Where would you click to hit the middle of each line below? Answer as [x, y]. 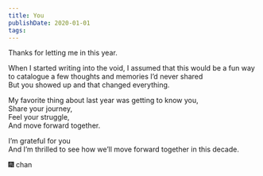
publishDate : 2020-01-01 [49, 23]
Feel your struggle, [39, 117]
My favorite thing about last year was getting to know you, [103, 101]
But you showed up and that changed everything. [89, 85]
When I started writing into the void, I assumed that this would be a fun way [132, 68]
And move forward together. [54, 126]
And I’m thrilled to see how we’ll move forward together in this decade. [124, 149]
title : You [26, 15]
